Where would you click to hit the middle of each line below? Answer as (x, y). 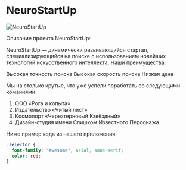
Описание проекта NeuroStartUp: (49, 38)
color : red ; (27, 156)
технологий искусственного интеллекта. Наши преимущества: (86, 62)
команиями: (21, 92)
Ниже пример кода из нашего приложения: (62, 134)
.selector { (21, 144)
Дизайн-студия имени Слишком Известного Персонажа (87, 122)
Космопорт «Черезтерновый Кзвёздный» (68, 116)
